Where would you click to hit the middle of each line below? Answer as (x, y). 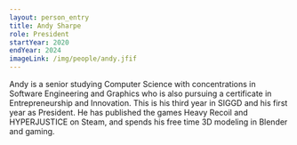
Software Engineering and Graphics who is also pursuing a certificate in (140, 93)
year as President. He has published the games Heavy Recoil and (129, 113)
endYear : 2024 (36, 51)
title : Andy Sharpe (45, 26)
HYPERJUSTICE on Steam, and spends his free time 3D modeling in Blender (148, 122)
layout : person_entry (49, 17)
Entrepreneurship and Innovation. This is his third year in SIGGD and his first (148, 103)
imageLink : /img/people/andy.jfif (73, 59)
